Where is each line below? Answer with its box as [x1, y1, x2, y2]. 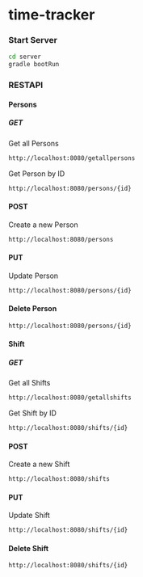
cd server [8, 53, 42, 61]
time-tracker [8, 6, 95, 24]
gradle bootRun [8, 61, 60, 69]
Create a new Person [8, 220, 78, 230]
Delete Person [8, 304, 57, 314]
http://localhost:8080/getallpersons [8, 154, 136, 162]
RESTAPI [8, 79, 44, 91]
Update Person [8, 271, 59, 280]
